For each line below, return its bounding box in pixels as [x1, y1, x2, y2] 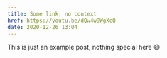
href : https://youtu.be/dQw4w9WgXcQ [7, 17, 116, 24]
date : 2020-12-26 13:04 [7, 23, 78, 30]
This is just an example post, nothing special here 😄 [7, 43, 161, 52]
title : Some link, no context [7, 10, 97, 18]
